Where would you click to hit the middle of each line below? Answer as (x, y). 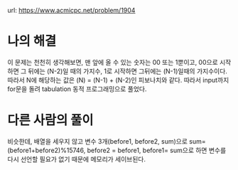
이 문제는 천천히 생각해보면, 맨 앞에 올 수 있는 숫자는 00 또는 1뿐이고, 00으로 (113, 62)
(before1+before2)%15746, (47, 150)
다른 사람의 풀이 (50, 121)
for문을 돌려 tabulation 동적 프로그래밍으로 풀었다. (77, 89)
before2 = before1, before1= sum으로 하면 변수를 (157, 150)
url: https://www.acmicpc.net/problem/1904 (71, 10)
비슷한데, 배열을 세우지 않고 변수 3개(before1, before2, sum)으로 (98, 141)
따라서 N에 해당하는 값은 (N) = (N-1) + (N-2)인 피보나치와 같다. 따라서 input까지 (118, 80)
